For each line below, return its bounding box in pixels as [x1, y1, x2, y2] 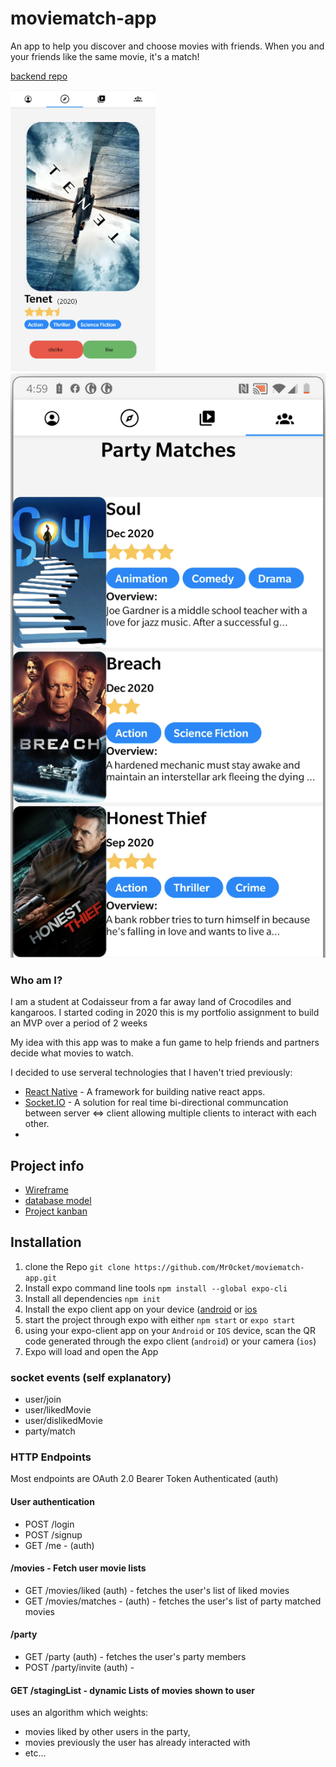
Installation [10, 1234, 82, 1251]
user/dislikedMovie [24, 1415, 103, 1427]
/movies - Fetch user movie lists [10, 1562, 147, 1574]
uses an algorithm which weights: [10, 1707, 149, 1719]
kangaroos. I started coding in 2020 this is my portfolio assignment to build [10, 1007, 320, 1019]
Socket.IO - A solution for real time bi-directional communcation [24, 1097, 289, 1109]
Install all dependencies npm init [24, 1292, 161, 1304]
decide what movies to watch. [10, 1047, 134, 1059]
